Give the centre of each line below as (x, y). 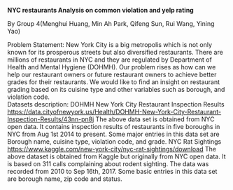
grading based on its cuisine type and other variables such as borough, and (116, 89)
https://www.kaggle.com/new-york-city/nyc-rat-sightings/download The (112, 149)
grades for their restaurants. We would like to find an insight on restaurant (114, 82)
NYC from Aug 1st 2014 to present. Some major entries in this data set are (113, 134)
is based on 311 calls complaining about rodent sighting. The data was (108, 164)
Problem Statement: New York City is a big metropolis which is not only (110, 45)
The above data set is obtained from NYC (155, 119)
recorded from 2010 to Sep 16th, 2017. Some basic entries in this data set (112, 171)
